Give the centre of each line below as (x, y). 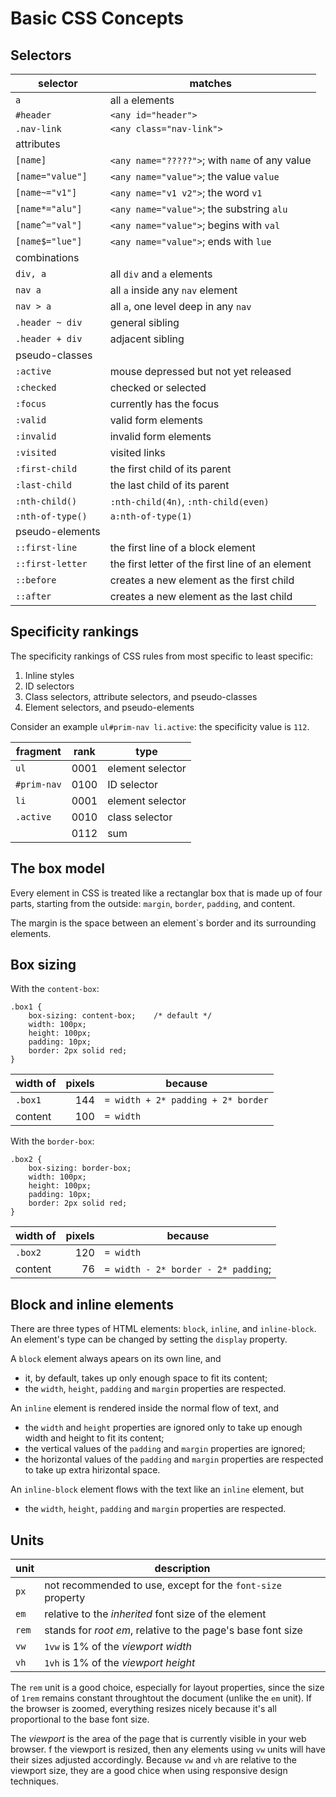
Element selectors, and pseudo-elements (109, 707)
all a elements (142, 100)
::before (36, 580)
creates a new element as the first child (202, 580)
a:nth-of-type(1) (151, 516)
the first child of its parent (170, 469)
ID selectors (49, 686)
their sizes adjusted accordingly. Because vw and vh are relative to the (154, 1760)
